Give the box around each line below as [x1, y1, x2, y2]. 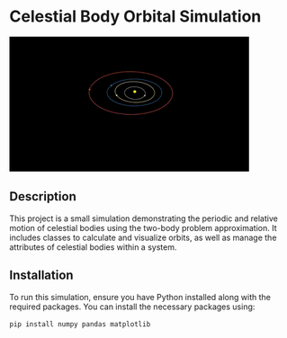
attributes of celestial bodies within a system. [9, 241, 177, 253]
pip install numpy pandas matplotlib [9, 319, 151, 329]
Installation [9, 268, 74, 283]
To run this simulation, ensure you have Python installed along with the [9, 291, 272, 302]
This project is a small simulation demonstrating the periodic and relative [9, 213, 279, 224]
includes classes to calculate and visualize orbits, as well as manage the [9, 232, 277, 243]
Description [9, 189, 76, 204]
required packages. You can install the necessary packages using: [9, 301, 256, 312]
